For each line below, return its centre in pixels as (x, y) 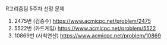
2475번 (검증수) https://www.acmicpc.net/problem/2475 (82, 21)
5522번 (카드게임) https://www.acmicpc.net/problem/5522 (85, 28)
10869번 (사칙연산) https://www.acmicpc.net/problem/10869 (87, 36)
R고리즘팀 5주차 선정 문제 (35, 8)
